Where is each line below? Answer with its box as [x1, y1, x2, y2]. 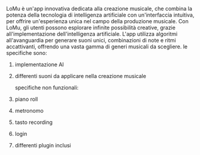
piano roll [14, 95, 38, 103]
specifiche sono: [6, 49, 47, 56]
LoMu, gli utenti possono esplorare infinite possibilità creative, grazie [6, 24, 176, 31]
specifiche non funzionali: [14, 84, 79, 91]
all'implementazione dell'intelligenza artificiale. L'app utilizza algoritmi [6, 30, 178, 38]
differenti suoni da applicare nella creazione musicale [14, 73, 146, 79]
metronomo [14, 107, 44, 114]
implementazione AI [14, 61, 64, 68]
